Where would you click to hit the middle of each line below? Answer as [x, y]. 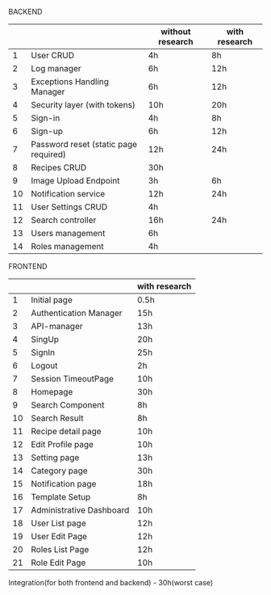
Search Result [57, 418]
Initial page [52, 300]
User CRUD [53, 55]
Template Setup [61, 497]
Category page [59, 471]
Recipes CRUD [59, 167]
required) [49, 154]
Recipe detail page [67, 431]
